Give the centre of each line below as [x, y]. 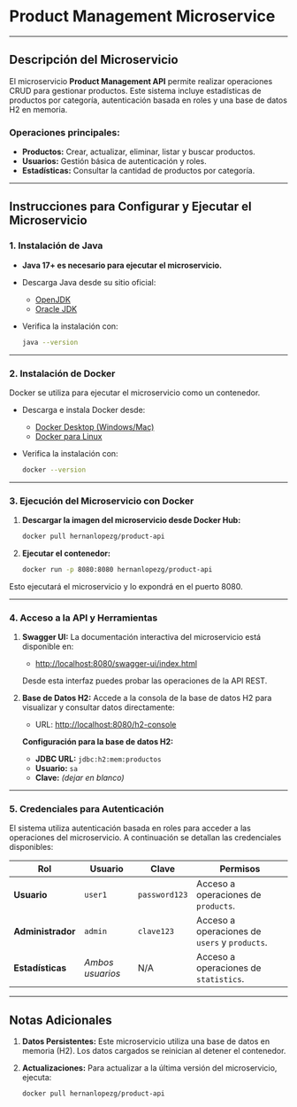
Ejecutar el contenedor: [66, 553]
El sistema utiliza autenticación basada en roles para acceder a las [130, 828]
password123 [163, 895]
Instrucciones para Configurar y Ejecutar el [130, 207]
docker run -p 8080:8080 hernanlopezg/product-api [117, 569]
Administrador [45, 932]
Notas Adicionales [61, 1020]
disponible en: [48, 647]
